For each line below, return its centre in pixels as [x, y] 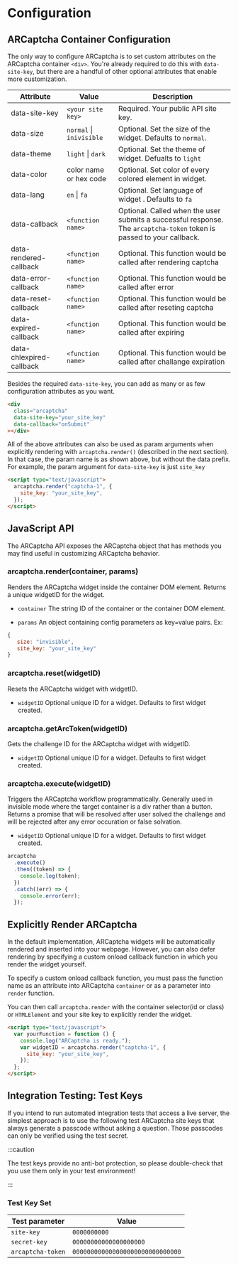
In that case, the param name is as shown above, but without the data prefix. [119, 459]
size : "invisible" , [45, 642]
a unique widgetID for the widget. [56, 594]
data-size [27, 133]
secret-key [29, 1242]
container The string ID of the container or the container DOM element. [121, 608]
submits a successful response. [171, 220]
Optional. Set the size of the [164, 129]
